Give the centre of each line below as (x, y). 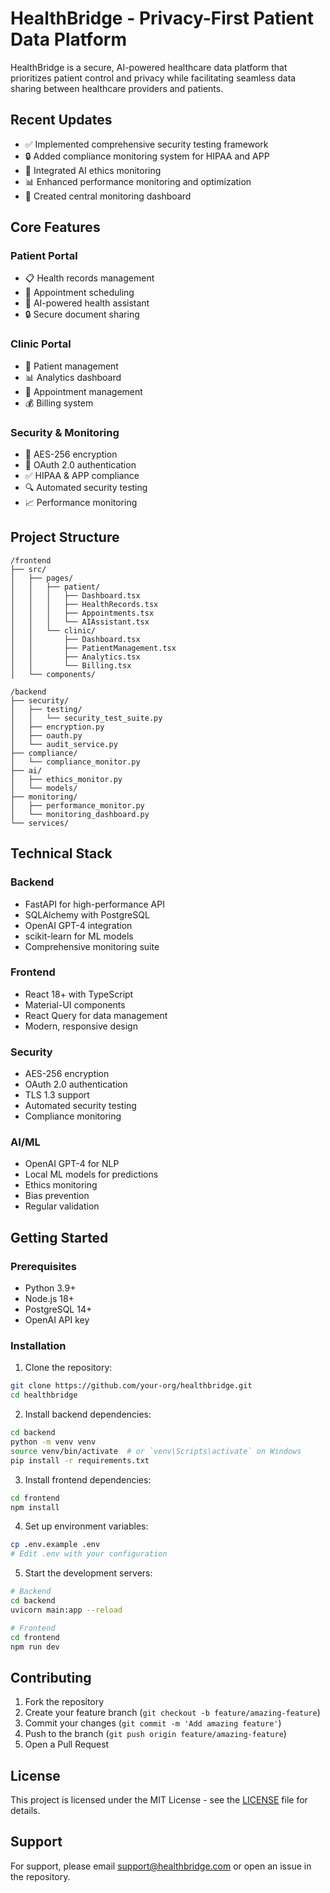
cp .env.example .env (55, 1545)
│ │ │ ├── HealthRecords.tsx (84, 604)
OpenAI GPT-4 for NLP (72, 1164)
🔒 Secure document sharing (82, 314)
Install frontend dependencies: (88, 1479)
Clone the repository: (68, 1368)
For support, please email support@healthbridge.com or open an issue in (161, 1866)
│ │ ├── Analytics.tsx (75, 657)
